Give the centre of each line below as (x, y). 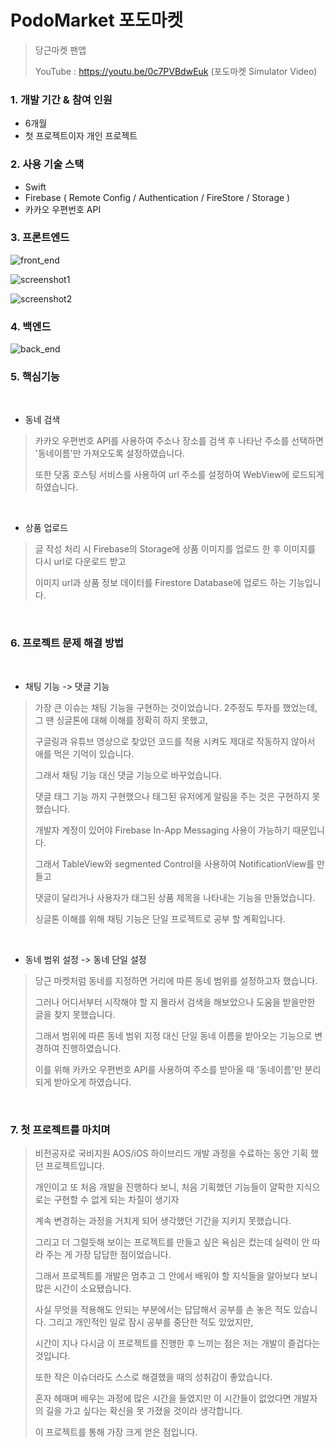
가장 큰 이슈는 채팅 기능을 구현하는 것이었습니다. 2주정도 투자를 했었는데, (176, 707)
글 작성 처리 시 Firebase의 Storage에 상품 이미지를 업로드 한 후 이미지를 (175, 549)
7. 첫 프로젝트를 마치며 (60, 1129)
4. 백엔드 (31, 326)
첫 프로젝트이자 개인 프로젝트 (81, 136)
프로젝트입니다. (75, 1166)
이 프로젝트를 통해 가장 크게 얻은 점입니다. (116, 1432)
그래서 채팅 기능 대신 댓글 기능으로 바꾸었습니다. (128, 775)
